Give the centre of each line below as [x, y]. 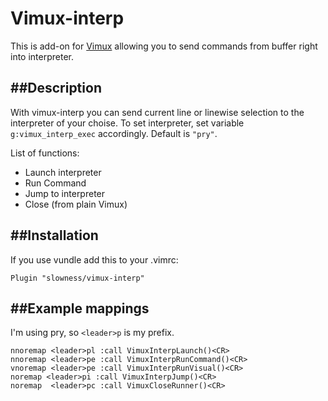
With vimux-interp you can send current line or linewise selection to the [157, 112]
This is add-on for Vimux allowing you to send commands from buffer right [164, 46]
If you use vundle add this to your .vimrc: [94, 259]
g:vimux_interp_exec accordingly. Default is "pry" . [114, 133]
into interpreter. [42, 56]
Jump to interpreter [65, 193]
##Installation [54, 235]
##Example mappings [80, 308]
